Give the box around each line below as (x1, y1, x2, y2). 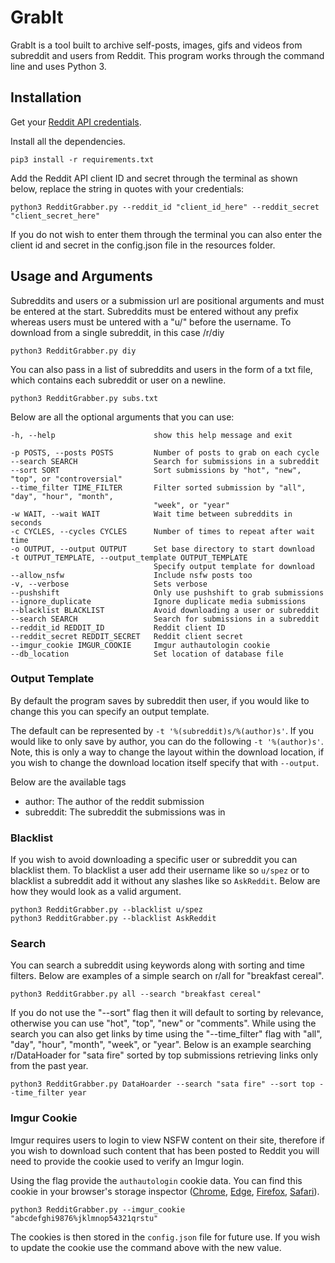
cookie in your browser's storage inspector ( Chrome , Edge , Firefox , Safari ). (10, 1185, 320, 1197)
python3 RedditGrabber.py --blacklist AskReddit (10, 914, 217, 924)
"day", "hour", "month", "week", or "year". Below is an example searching (10, 1039, 312, 1051)
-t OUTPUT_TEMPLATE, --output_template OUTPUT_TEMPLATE (10, 552, 248, 563)
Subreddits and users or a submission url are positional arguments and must (10, 294, 325, 306)
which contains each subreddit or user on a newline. (10, 374, 227, 386)
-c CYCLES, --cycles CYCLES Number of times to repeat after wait (10, 526, 315, 536)
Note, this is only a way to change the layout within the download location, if (10, 746, 325, 758)
